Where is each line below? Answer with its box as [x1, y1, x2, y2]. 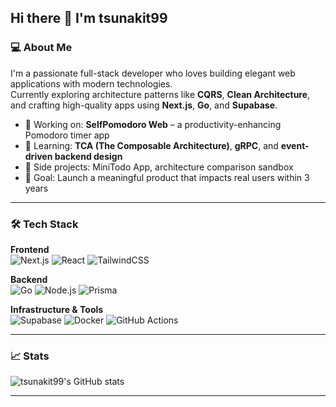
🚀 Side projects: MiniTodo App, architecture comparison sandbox [24, 161, 294, 173]
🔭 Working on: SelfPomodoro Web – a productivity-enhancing [24, 118, 282, 130]
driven [24, 150, 53, 162]
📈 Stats [10, 349, 50, 363]
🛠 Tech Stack [10, 217, 79, 231]
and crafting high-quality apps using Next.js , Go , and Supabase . [10, 99, 278, 111]
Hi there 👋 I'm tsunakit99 [10, 10, 168, 27]
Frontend [10, 243, 50, 255]
